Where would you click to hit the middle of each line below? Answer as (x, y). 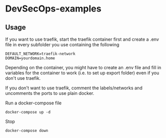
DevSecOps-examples (53, 9)
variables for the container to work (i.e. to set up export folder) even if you (82, 73)
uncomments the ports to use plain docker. (50, 93)
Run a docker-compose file (34, 103)
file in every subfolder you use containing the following (62, 45)
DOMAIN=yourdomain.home (30, 58)
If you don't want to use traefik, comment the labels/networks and (74, 88)
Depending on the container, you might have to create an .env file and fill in (83, 67)
